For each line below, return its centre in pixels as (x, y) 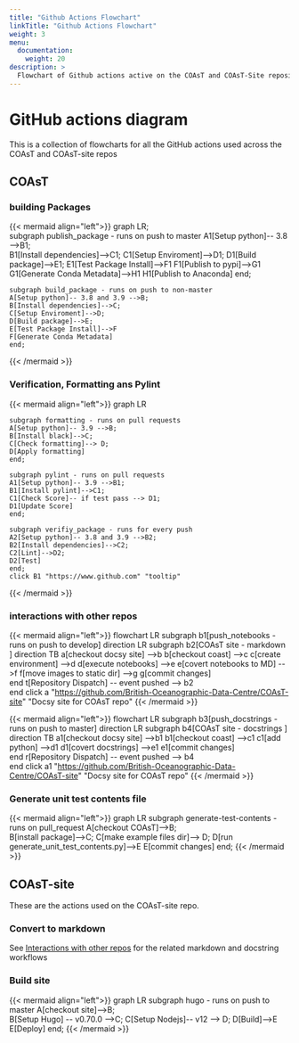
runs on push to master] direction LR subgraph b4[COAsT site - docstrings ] (148, 728)
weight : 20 (45, 59)
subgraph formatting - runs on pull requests (95, 420)
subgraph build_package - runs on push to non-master (111, 291)
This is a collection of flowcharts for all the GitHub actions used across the (145, 144)
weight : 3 (28, 34)
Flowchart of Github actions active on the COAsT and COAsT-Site (141, 76)
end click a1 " (33, 766)
